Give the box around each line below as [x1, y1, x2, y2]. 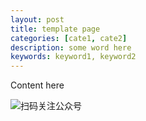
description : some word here [10, 42, 132, 53]
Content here [10, 79, 65, 91]
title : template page [10, 24, 101, 34]
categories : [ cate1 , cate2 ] [10, 33, 128, 43]
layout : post [10, 14, 65, 25]
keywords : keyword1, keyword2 [10, 52, 137, 62]
